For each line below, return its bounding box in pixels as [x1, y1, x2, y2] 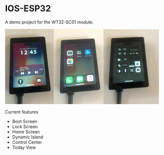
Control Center [12, 139, 42, 145]
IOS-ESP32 [5, 3, 51, 14]
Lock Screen [12, 124, 38, 130]
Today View [12, 145, 36, 151]
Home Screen [12, 129, 40, 135]
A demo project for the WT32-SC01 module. [5, 19, 94, 25]
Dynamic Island [12, 134, 43, 140]
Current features [5, 109, 39, 115]
